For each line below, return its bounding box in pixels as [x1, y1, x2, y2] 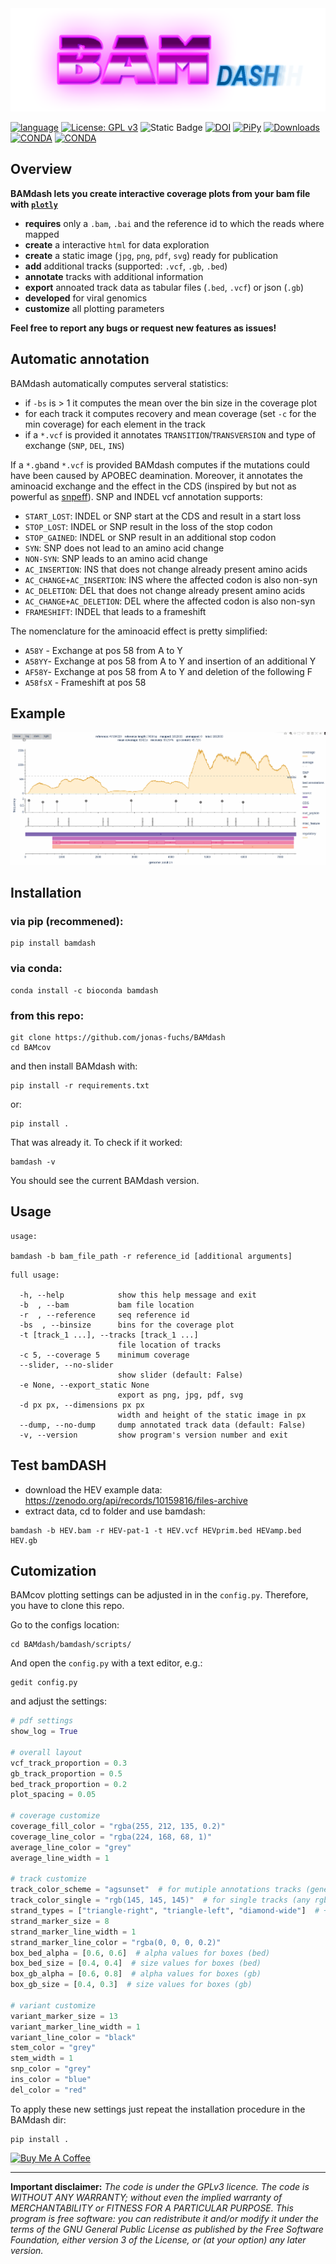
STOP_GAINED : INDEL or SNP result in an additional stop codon [24, 531, 277, 543]
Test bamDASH [10, 1457, 107, 1474]
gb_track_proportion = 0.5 [10, 1768, 123, 1779]
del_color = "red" [10, 2085, 87, 2095]
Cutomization [10, 1562, 97, 1579]
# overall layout [10, 1747, 83, 1757]
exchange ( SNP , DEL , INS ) [24, 439, 125, 451]
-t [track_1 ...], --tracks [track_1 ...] [19, 1330, 199, 1340]
